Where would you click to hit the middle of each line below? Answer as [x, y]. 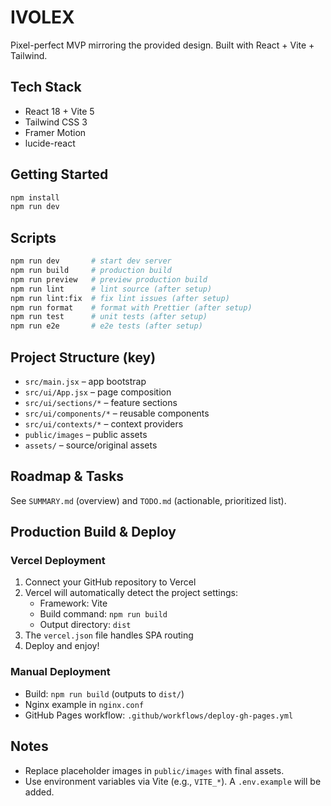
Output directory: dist [85, 625]
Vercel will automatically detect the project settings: [131, 593]
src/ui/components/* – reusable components [117, 413]
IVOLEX [42, 17]
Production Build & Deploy [93, 532]
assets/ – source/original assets [91, 445]
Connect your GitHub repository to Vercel [110, 582]
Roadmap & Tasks [67, 476]
